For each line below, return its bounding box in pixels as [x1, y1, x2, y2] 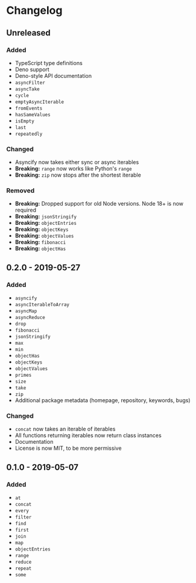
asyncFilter [14, 80, 45, 86]
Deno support [14, 66, 49, 73]
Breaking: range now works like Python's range [14, 165, 132, 172]
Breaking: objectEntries [14, 219, 77, 227]
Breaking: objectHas [14, 245, 66, 252]
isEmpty [14, 118, 34, 124]
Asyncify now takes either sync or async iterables [14, 159, 139, 166]
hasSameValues [14, 112, 51, 118]
